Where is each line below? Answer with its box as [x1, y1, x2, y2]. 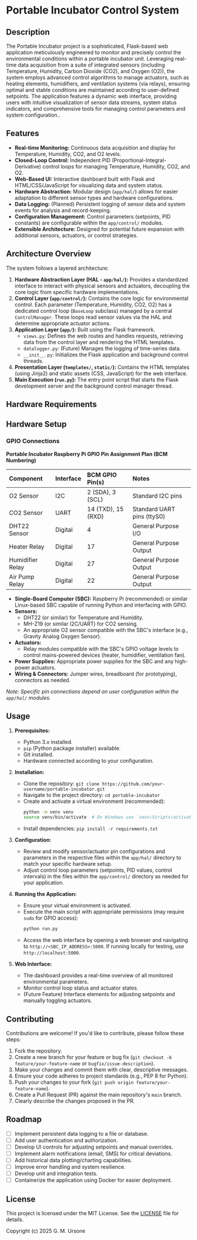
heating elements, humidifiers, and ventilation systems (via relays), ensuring [6, 80, 190, 87]
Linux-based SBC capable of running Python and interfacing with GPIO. [14, 601, 188, 609]
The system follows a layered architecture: [6, 264, 109, 272]
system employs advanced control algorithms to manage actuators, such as [6, 74, 189, 81]
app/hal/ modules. [6, 694, 51, 701]
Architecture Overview [6, 249, 91, 259]
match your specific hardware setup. [23, 861, 113, 868]
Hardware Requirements [6, 399, 97, 409]
